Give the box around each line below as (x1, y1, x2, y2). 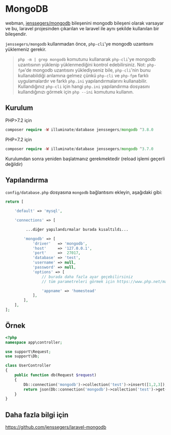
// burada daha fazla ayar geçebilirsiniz (41, 274, 133, 279)
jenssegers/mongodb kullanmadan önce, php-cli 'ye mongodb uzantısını (5, 40, 154, 47)
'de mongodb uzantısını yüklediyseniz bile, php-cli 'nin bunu (24, 67, 151, 73)
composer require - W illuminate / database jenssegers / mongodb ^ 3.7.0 (5, 146, 154, 151)
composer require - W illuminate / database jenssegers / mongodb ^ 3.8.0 (5, 127, 154, 132)
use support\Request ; (5, 349, 51, 354)
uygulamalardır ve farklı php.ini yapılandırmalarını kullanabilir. (17, 78, 148, 84)
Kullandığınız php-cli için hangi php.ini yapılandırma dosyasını (17, 83, 150, 90)
